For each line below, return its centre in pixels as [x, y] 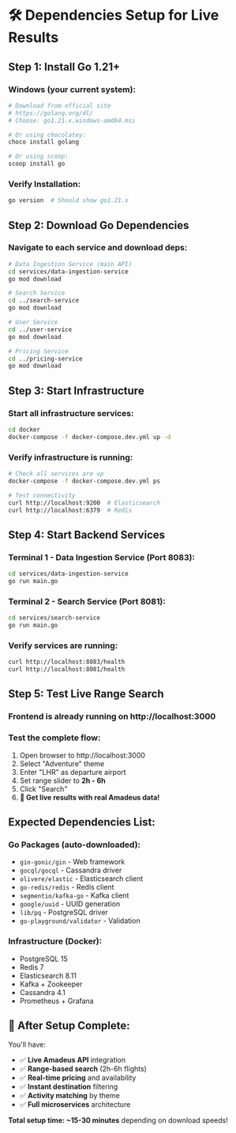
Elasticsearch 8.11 [48, 975]
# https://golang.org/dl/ [51, 113]
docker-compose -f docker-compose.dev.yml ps [84, 481]
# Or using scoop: [38, 156]
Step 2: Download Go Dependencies [99, 225]
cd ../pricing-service [45, 359]
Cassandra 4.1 [42, 992]
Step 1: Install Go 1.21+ [64, 67]
